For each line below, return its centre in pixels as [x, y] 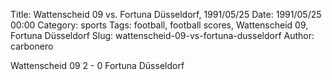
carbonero [32, 46]
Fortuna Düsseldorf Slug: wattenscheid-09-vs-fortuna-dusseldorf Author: [162, 35]
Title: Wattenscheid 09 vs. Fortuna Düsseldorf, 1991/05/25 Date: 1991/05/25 [166, 14]
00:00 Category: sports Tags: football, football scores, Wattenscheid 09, [159, 25]
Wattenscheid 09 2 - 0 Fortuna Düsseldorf [97, 65]
